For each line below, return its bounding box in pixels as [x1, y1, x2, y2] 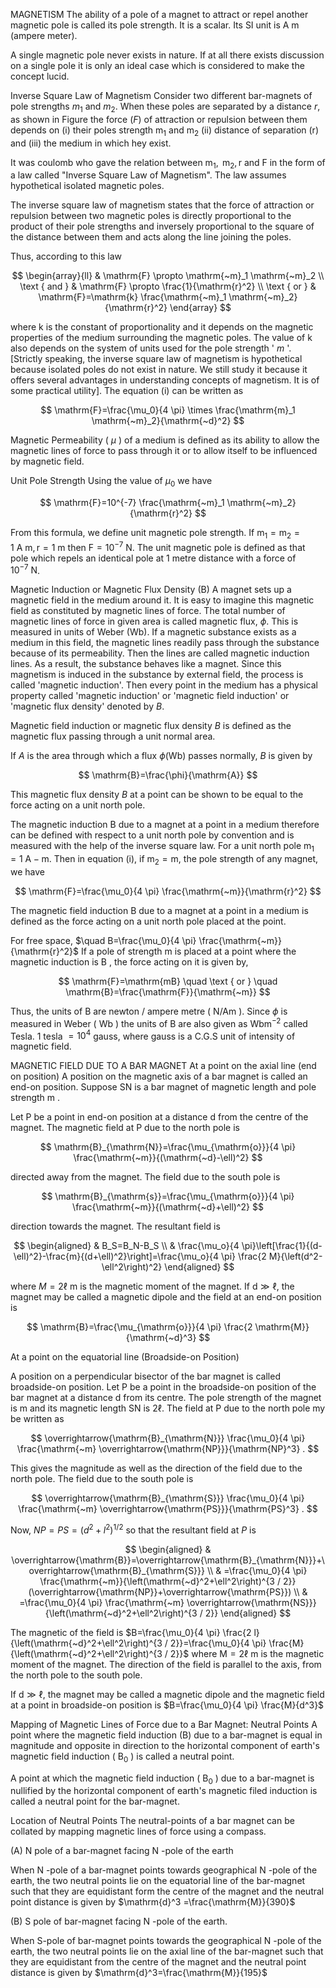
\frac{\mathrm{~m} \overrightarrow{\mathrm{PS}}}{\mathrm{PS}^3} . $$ [18, 1503, 318, 1515]
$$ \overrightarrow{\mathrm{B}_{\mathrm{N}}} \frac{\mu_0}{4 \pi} [30, 1432, 306, 1444]
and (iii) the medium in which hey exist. [10, 137, 172, 149]
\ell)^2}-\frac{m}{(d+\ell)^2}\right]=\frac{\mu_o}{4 [13, 1250, 220, 1263]
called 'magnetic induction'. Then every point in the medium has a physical [10, 679, 319, 691]
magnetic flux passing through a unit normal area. [10, 730, 216, 743]
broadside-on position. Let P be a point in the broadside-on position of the [10, 1381, 317, 1393]
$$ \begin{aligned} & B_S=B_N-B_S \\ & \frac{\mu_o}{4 [13, 1240, 240, 1252]
